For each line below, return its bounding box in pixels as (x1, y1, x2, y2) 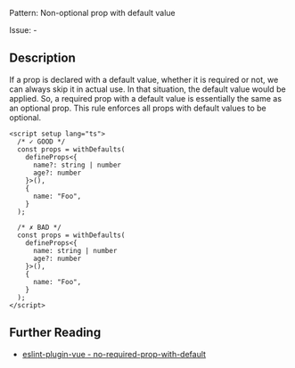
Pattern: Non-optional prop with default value (9, 8, 176, 18)
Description (9, 51, 76, 66)
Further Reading (9, 325, 102, 340)
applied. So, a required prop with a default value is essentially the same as (9, 93, 283, 103)
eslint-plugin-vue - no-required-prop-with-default (21, 348, 207, 359)
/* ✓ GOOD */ (17, 137, 66, 146)
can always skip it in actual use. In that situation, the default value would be (9, 84, 287, 94)
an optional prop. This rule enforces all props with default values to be (9, 102, 267, 113)
